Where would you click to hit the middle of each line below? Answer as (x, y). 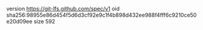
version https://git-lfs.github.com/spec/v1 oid (63, 9)
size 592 (44, 21)
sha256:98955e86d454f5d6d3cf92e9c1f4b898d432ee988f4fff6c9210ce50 (101, 15)
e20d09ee (19, 21)
